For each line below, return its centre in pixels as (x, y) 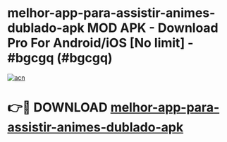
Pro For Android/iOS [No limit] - (100, 43)
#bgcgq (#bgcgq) (60, 58)
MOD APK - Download (153, 28)
